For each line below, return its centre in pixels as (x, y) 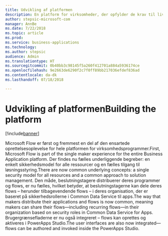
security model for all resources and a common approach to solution (76, 175)
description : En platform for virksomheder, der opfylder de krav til (80, 15)
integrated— (148, 223)
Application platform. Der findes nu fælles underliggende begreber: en (77, 159)
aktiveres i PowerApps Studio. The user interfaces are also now (70, 223)
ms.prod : (14, 38)
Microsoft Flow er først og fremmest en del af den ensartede (67, 143)
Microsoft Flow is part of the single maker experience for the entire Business (84, 154)
